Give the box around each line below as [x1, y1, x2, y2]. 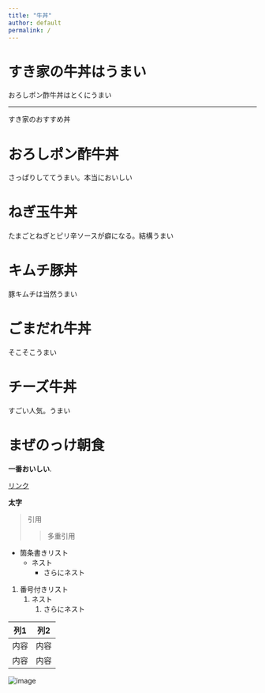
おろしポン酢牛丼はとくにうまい [8, 90, 112, 100]
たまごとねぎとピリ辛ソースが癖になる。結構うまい [8, 231, 174, 241]
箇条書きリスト [19, 548, 69, 557]
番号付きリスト [19, 584, 69, 593]
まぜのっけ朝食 [8, 436, 105, 454]
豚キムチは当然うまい [8, 289, 77, 299]
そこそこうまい [8, 348, 57, 357]
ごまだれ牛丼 [8, 320, 92, 338]
